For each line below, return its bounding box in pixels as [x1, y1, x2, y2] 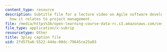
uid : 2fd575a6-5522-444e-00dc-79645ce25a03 [5, 40, 97, 45]
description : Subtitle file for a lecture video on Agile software [5, 12, 148, 17]
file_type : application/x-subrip [5, 26, 75, 31]
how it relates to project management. [9, 16, 92, 21]
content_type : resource [5, 7, 55, 12]
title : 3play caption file [5, 35, 61, 40]
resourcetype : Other [5, 30, 48, 35]
